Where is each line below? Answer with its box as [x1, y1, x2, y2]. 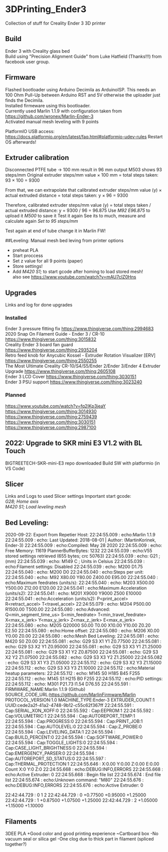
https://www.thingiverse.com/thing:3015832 [5, 336, 97, 342]
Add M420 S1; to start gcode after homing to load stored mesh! [12, 268, 143, 274]
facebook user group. [5, 59, 50, 65]
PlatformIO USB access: [5, 128, 55, 134]
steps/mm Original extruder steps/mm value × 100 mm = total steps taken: [5, 172, 159, 178]
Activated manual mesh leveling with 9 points [5, 118, 99, 124]
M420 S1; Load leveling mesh [5, 504, 66, 510]
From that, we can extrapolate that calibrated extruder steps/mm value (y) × [5, 187, 162, 193]
